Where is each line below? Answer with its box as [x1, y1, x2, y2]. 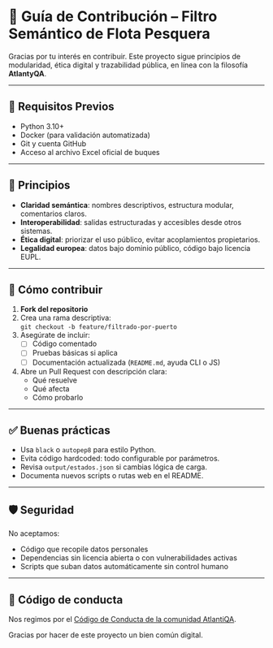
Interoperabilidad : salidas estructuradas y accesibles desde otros [19, 217, 242, 227]
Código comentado [32, 339, 97, 348]
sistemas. [19, 226, 53, 235]
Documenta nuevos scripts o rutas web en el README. [19, 471, 204, 481]
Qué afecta [32, 383, 70, 393]
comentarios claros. [19, 209, 88, 218]
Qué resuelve [32, 375, 77, 385]
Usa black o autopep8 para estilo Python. [19, 445, 157, 455]
